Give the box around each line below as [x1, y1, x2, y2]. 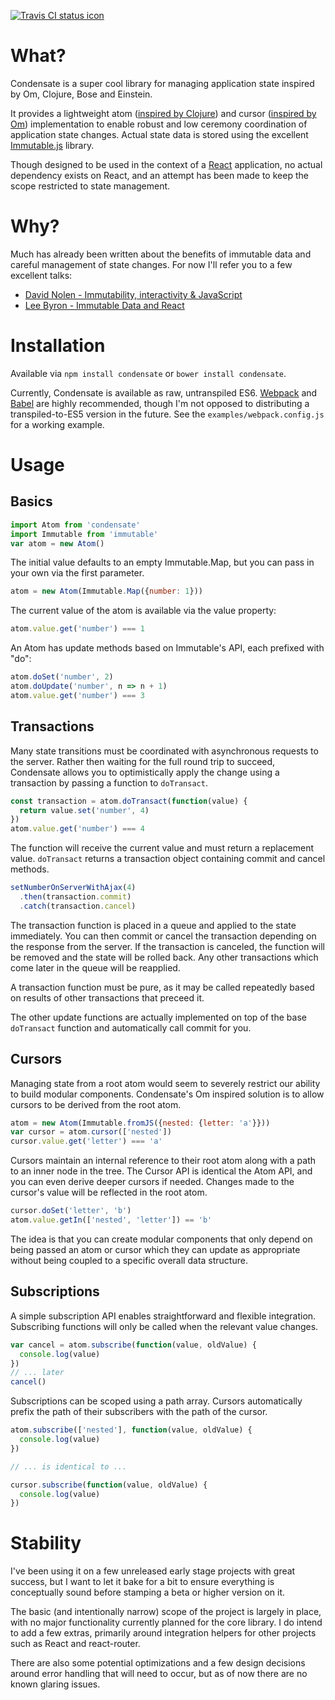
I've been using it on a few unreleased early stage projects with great [10, 1565, 296, 1577]
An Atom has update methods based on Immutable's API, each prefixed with [10, 642, 325, 654]
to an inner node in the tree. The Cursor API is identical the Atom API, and [10, 1165, 313, 1177]
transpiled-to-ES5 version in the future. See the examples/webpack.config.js [10, 408, 325, 420]
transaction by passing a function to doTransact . [10, 776, 208, 789]
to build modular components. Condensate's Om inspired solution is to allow [10, 1088, 325, 1100]
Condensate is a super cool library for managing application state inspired [10, 77, 315, 89]
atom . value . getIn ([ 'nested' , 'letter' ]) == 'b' [10, 1215, 213, 1225]
